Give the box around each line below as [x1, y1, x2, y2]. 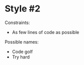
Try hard [12, 53, 30, 60]
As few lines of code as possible [12, 29, 79, 35]
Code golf [12, 48, 33, 54]
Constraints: [5, 19, 30, 25]
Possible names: [5, 38, 39, 45]
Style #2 [5, 3, 41, 14]
